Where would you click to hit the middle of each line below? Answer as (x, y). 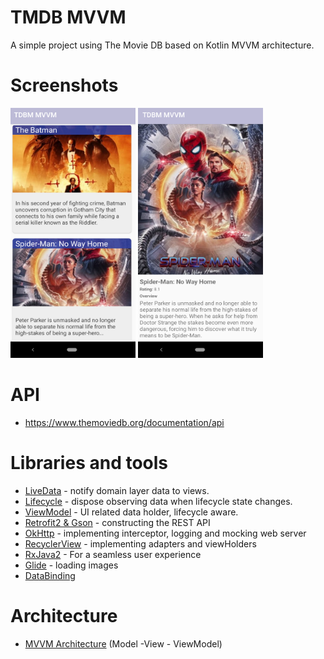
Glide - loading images (71, 565)
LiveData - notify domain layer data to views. (117, 490)
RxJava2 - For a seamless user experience (113, 554)
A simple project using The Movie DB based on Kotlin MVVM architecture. (162, 45)
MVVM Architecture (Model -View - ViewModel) (123, 643)
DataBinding (50, 575)
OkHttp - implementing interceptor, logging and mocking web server (165, 533)
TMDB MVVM (68, 17)
